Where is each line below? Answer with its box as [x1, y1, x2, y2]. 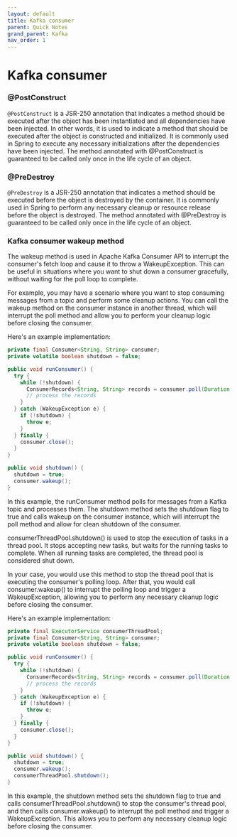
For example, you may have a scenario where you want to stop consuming [7, 288, 225, 297]
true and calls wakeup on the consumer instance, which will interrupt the [7, 512, 220, 521]
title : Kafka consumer [7, 17, 75, 24]
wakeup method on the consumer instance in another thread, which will [7, 303, 217, 313]
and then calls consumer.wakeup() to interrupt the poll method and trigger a [7, 806, 229, 815]
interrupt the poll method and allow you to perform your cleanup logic [7, 311, 211, 320]
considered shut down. [7, 556, 75, 565]
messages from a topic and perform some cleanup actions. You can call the [7, 296, 228, 305]
